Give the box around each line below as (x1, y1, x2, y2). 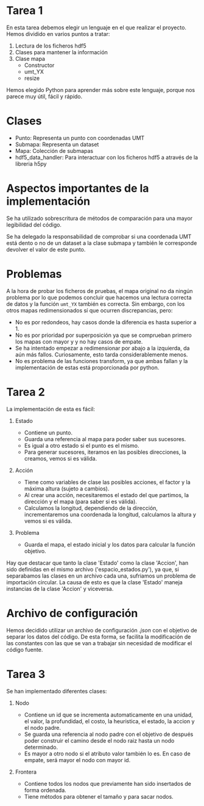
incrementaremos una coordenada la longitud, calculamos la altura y (24, 511, 197, 518)
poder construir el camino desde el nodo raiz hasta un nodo (24, 737, 175, 744)
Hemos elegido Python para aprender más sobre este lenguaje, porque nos (6, 86, 195, 93)
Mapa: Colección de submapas (15, 147, 94, 154)
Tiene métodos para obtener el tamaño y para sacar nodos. (24, 793, 174, 800)
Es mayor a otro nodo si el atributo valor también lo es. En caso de (24, 750, 191, 757)
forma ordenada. (24, 787, 67, 794)
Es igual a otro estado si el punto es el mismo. (24, 442, 139, 449)
